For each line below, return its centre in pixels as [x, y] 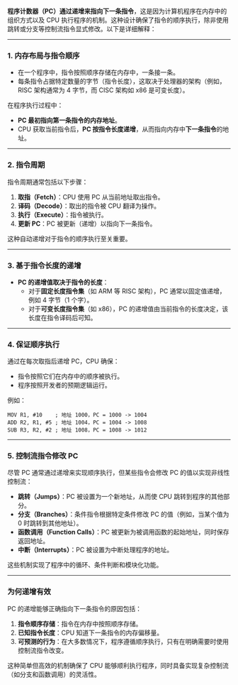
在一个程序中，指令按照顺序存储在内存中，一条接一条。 [98, 72]
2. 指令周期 [26, 165]
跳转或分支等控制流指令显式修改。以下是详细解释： [82, 29]
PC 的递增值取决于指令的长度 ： [63, 282]
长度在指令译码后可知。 [62, 317]
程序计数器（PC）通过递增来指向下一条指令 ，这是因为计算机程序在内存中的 [117, 11]
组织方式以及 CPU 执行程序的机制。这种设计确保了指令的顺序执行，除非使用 [118, 20]
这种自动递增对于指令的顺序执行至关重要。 [69, 239]
